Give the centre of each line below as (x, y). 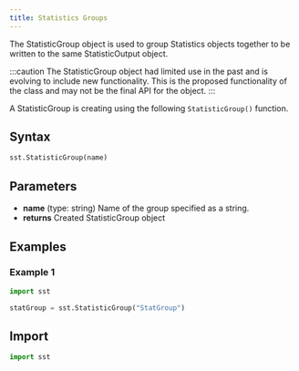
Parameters (43, 186)
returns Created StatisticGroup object (94, 218)
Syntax (30, 137)
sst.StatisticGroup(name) (58, 158)
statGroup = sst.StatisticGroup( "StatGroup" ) (97, 308)
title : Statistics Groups (58, 18)
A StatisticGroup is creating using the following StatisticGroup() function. (149, 108)
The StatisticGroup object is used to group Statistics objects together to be (150, 44)
